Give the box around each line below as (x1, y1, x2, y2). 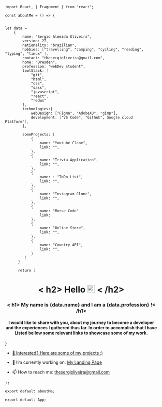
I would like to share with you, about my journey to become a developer (8, 320, 154, 325)
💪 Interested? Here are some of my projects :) (12, 350, 103, 356)
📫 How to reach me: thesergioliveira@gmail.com (12, 369, 110, 375)
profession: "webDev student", (22, 64, 86, 69)
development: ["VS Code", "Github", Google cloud (30, 115, 133, 120)
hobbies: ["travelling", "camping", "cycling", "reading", (22, 47, 144, 52)
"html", (30, 77, 47, 82)
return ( (17, 268, 36, 273)
